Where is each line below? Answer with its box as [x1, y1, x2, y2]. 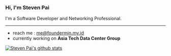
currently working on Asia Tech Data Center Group [12, 35, 121, 41]
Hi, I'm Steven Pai [5, 4, 50, 11]
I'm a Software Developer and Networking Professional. [5, 16, 122, 22]
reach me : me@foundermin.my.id [12, 30, 84, 36]
